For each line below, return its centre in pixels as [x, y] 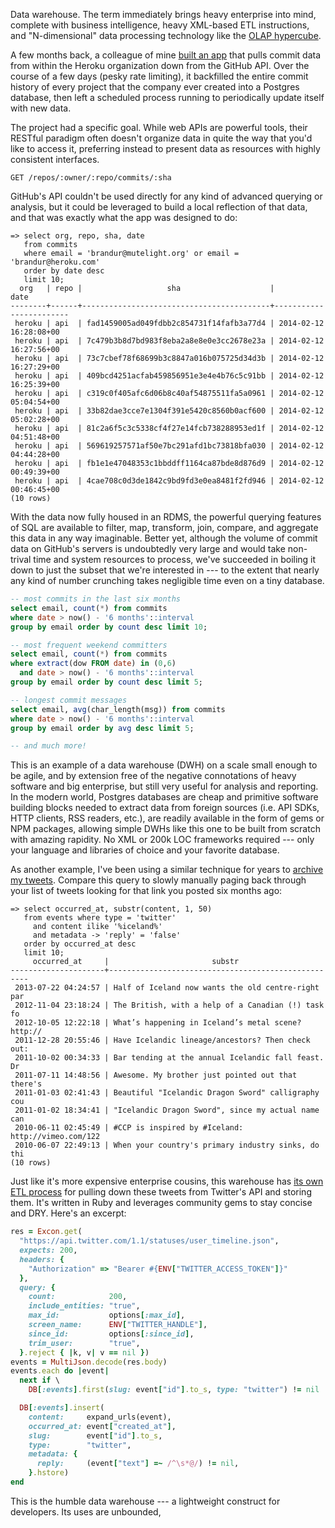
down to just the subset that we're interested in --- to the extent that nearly [165, 570]
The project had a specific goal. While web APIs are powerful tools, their [159, 127]
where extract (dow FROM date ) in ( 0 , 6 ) [93, 664]
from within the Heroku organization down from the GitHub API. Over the [160, 65]
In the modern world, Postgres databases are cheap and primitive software [164, 797]
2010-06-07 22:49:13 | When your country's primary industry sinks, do [167, 1145]
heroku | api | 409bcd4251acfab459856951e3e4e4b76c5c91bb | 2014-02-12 [169, 376]
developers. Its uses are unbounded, [86, 1511]
